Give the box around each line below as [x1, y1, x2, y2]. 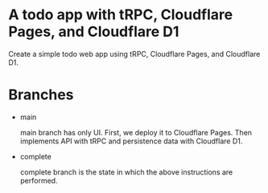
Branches [8, 86, 74, 104]
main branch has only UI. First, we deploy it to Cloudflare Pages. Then [19, 127, 252, 137]
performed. [19, 175, 58, 185]
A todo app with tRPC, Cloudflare [8, 6, 233, 24]
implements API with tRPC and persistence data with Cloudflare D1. [19, 136, 243, 146]
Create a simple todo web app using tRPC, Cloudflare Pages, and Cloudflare [8, 49, 261, 58]
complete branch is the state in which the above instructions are [19, 167, 233, 177]
